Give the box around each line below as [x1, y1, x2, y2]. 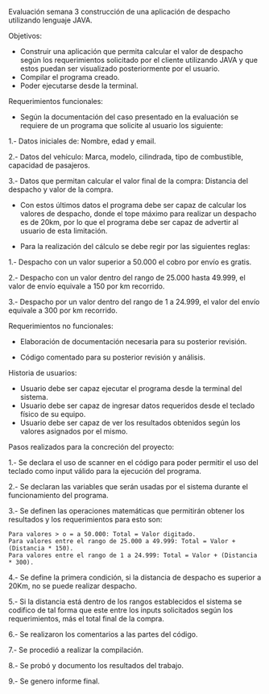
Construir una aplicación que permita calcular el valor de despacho [19, 47, 243, 56]
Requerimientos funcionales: [8, 97, 103, 106]
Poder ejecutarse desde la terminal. [19, 81, 139, 90]
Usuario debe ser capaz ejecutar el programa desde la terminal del [19, 384, 242, 393]
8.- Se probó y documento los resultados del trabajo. [8, 661, 184, 670]
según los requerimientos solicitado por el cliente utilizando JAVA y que [19, 56, 258, 64]
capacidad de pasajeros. [8, 160, 90, 170]
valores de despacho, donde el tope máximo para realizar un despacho [19, 209, 257, 218]
